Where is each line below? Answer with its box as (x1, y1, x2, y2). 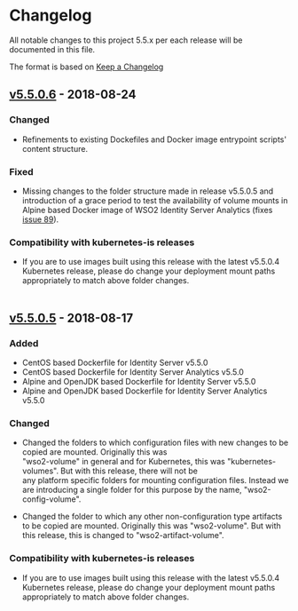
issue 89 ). (21, 214, 59, 225)
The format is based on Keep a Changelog (9, 61, 164, 72)
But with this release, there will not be (60, 465, 198, 476)
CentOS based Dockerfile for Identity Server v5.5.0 (21, 357, 208, 368)
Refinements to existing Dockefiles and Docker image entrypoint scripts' (21, 134, 286, 145)
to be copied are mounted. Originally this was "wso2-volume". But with (21, 520, 281, 531)
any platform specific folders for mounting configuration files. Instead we (21, 475, 289, 486)
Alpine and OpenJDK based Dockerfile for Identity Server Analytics (21, 385, 268, 396)
